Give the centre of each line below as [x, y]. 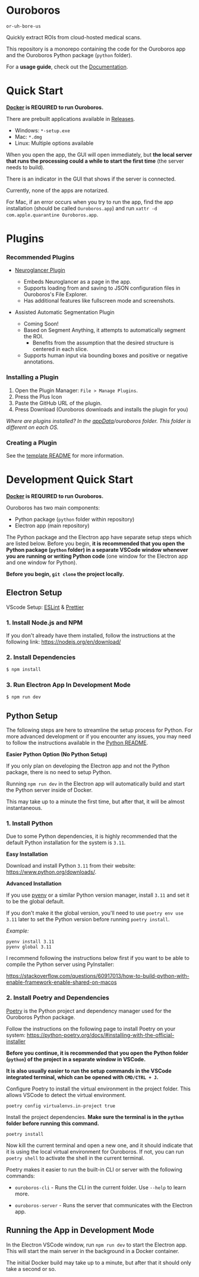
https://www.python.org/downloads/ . [51, 872]
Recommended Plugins [40, 257]
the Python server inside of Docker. [50, 790]
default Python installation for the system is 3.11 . [66, 843]
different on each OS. [32, 427]
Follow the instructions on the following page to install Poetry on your [91, 1029]
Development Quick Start [70, 480]
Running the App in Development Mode [80, 1230]
